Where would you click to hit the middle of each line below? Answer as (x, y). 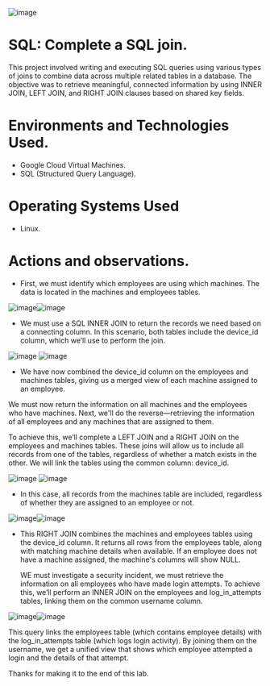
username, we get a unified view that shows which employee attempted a (131, 649)
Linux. (30, 228)
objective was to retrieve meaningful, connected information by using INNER (135, 84)
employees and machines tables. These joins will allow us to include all (126, 445)
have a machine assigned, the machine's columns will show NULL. (131, 559)
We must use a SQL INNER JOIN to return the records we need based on (141, 323)
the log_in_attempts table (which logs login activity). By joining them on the (133, 640)
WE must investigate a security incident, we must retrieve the (122, 575)
